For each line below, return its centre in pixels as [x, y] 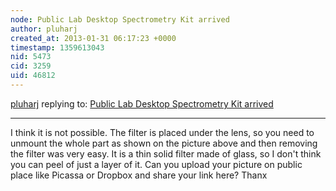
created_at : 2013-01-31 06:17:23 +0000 [93, 38]
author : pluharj [44, 29]
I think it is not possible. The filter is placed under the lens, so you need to [162, 132]
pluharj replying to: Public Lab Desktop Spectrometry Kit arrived [142, 103]
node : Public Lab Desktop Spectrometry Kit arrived [120, 19]
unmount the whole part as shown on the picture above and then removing [164, 143]
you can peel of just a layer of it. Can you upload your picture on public [156, 164]
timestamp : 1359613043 [57, 47]
